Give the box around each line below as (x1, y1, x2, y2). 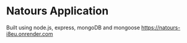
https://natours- (141, 24, 181, 31)
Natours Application (6, 4, 109, 18)
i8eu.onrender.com (6, 30, 53, 37)
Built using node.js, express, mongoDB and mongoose (6, 24, 140, 31)
